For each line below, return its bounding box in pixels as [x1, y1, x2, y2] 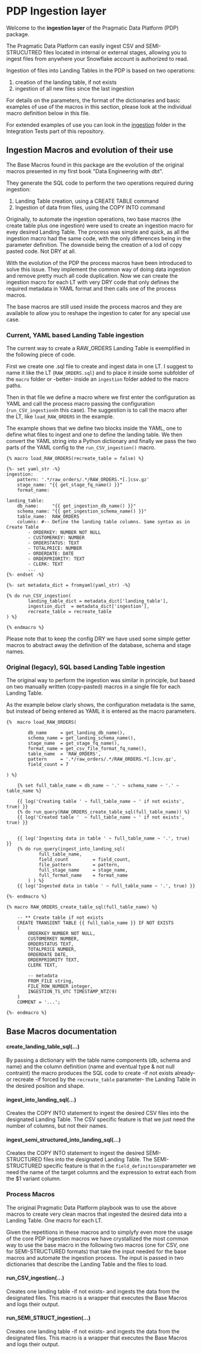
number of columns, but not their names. [6, 1122, 108, 1129]
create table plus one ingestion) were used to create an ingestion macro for [6, 222, 194, 229]
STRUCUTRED [6, 48, 42, 56]
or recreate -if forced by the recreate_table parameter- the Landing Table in [6, 1076, 196, 1083]
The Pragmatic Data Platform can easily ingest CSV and [6, 42, 145, 49]
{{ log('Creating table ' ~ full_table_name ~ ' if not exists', [17, 799, 185, 805]
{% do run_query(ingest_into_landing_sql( [17, 846, 125, 852]
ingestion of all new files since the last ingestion [14, 85, 134, 92]
